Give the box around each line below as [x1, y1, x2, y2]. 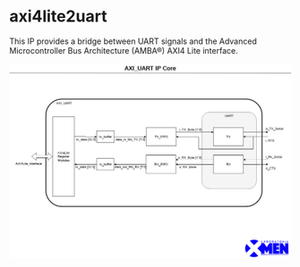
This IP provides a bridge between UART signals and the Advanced [9, 36, 257, 46]
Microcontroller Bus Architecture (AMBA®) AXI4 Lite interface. [9, 45, 239, 55]
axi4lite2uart [9, 6, 107, 27]
